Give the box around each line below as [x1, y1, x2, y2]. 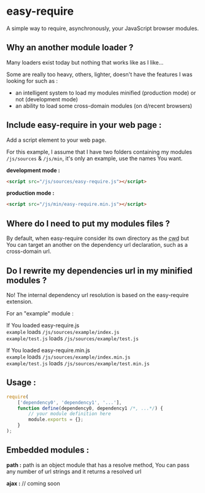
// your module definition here [28, 411, 112, 417]
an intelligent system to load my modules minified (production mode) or [15, 89, 196, 96]
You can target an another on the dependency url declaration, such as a [6, 241, 188, 249]
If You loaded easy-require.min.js [6, 346, 90, 354]
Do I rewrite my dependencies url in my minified [6, 265, 193, 276]
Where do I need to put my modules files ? [6, 218, 171, 228]
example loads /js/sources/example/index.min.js [6, 353, 131, 360]
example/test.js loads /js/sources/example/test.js [6, 335, 139, 342]
